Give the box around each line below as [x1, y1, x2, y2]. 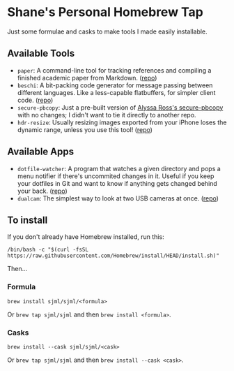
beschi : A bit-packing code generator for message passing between [17, 81, 213, 89]
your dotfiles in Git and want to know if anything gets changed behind [17, 179, 217, 187]
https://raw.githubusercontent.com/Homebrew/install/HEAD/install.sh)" [7, 252, 219, 259]
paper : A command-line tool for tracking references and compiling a [17, 66, 212, 74]
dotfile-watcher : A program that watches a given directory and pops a [17, 164, 221, 173]
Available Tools [7, 48, 75, 59]
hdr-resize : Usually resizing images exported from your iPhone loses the [17, 118, 227, 126]
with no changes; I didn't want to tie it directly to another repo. [17, 110, 196, 119]
